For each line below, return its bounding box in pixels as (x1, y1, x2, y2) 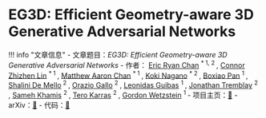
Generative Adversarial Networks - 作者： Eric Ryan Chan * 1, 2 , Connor (8, 58, 246, 69)
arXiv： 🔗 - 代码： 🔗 (8, 100, 71, 109)
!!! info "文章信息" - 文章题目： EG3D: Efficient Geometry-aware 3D (8, 49, 228, 59)
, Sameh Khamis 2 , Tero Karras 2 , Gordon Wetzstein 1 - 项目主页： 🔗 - (8, 88, 238, 100)
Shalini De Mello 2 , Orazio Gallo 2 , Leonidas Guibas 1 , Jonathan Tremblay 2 (8, 79, 259, 89)
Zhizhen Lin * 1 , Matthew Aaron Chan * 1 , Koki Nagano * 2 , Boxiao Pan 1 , (8, 69, 248, 81)
